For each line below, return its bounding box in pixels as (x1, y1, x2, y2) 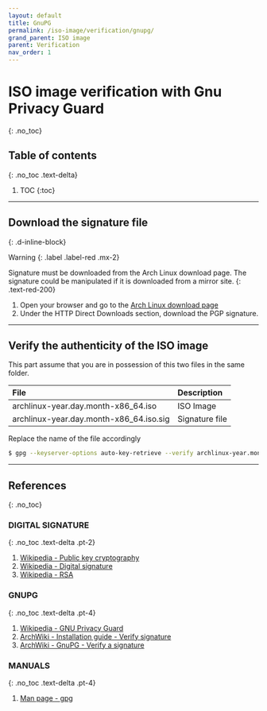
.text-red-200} (8, 284, 56, 294)
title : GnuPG (8, 19, 52, 27)
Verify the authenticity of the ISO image (8, 338, 209, 352)
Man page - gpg (19, 693, 73, 703)
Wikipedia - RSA (19, 570, 74, 580)
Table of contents (8, 149, 97, 163)
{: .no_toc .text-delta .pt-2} (8, 538, 95, 547)
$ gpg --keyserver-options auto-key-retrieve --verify (8, 450, 194, 458)
